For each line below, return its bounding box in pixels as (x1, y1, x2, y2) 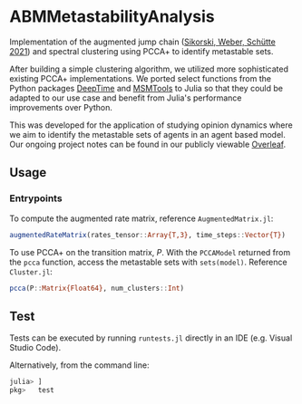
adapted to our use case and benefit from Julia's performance (9, 92, 242, 103)
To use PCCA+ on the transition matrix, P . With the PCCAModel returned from (9, 246, 291, 257)
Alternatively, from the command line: (9, 360, 150, 370)
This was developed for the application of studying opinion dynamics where (9, 120, 293, 130)
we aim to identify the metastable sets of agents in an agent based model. (9, 129, 286, 139)
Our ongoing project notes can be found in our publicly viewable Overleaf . (9, 139, 287, 149)
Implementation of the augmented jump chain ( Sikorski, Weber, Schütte (9, 36, 277, 47)
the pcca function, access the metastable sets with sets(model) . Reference (9, 256, 287, 267)
